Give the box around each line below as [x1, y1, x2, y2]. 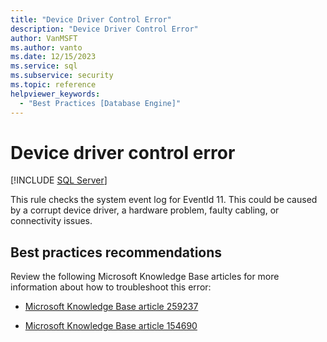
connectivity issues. [10, 215, 93, 227]
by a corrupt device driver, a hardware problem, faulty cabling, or [10, 204, 280, 216]
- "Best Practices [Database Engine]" [19, 98, 182, 108]
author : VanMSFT [10, 33, 78, 43]
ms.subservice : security [10, 71, 114, 81]
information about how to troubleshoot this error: [10, 281, 212, 293]
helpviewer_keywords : [10, 89, 101, 99]
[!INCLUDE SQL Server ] [10, 174, 108, 186]
